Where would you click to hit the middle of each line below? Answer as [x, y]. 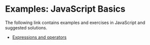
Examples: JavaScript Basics [65, 9]
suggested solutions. [26, 27]
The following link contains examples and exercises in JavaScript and [75, 22]
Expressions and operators [39, 37]
